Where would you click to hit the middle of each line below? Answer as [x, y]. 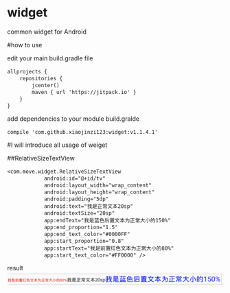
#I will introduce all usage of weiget [57, 145]
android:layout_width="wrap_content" [98, 185]
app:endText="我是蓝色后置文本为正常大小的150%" [107, 220]
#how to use [25, 45]
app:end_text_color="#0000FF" [87, 234]
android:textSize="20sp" [79, 213]
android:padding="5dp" [76, 199]
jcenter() [46, 85]
